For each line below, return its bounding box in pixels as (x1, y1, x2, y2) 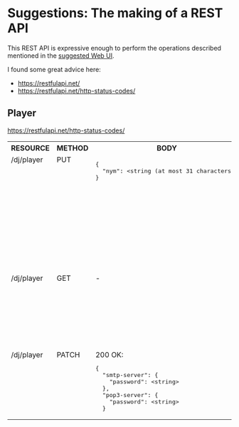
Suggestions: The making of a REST (7, 5, 223, 21)
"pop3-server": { (102, 391, 159, 398)
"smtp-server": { (102, 371, 159, 379)
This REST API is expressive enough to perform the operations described (7, 43, 222, 52)
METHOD (56, 143, 89, 153)
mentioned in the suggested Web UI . (7, 51, 115, 60)
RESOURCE (11, 143, 50, 153)
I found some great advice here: (7, 65, 101, 73)
